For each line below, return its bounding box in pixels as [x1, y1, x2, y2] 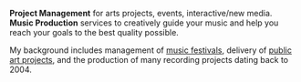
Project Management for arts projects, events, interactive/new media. [9, 8, 273, 18]
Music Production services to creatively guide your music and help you [9, 17, 279, 28]
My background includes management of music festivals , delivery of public [9, 45, 292, 56]
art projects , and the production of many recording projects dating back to [9, 55, 289, 65]
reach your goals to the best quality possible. [9, 27, 180, 37]
